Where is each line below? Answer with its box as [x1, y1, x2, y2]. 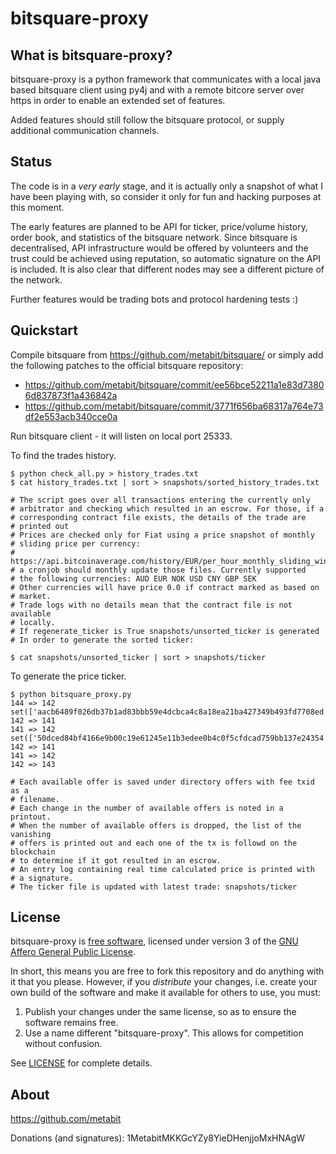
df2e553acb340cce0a [24, 410, 118, 422]
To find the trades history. [10, 449, 117, 461]
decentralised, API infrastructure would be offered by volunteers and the [10, 242, 309, 254]
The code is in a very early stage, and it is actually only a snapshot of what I [10, 180, 323, 192]
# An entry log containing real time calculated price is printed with [10, 864, 315, 874]
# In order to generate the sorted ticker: [10, 635, 195, 645]
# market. [10, 591, 52, 601]
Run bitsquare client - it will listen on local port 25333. [10, 430, 233, 442]
